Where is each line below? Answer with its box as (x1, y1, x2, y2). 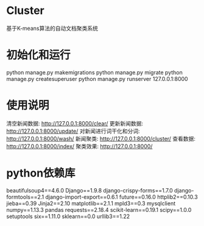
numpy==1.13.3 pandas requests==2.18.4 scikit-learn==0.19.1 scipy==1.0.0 (6, 206, 192, 213)
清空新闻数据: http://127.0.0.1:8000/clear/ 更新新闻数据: (6, 119, 143, 127)
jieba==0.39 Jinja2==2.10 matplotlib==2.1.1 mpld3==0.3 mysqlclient (6, 199, 176, 207)
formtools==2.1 (6, 193, 44, 200)
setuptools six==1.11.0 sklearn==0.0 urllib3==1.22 (6, 213, 130, 220)
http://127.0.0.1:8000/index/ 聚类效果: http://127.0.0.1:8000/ (6, 143, 153, 150)
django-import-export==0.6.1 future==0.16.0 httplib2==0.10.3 (45, 193, 198, 200)
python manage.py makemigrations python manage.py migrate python (6, 68, 183, 76)
